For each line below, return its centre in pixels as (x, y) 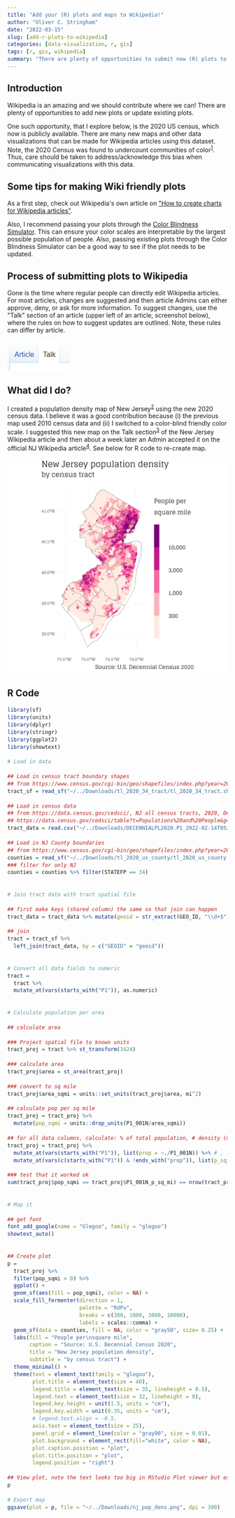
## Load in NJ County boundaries (56, 843)
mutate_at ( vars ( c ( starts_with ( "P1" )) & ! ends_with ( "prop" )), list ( (114, 1160)
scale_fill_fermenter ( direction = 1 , (69, 1301)
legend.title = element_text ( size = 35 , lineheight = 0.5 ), (122, 1389)
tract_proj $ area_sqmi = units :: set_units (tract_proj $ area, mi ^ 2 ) (104, 1094)
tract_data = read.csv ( (42, 828)
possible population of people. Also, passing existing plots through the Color (117, 239)
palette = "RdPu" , (106, 1308)
